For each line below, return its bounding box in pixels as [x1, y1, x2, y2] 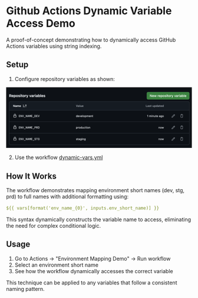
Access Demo [6, 17, 75, 30]
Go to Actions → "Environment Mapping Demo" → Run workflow [14, 255, 171, 262]
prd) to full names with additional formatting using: [6, 193, 129, 200]
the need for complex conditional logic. [6, 222, 101, 229]
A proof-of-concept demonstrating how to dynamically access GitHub [6, 36, 176, 43]
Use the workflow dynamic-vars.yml [14, 154, 103, 161]
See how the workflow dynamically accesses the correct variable [14, 267, 173, 274]
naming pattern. [6, 285, 45, 292]
